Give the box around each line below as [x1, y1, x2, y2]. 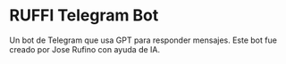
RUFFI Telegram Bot [9, 5, 159, 26]
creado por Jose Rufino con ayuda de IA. [9, 44, 161, 54]
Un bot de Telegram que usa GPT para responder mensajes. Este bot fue [9, 35, 277, 45]
